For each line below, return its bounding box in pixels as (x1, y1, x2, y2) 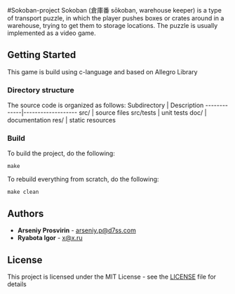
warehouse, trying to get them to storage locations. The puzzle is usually (7, 22, 218, 29)
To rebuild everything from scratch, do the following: (7, 175, 159, 183)
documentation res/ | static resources (7, 116, 116, 125)
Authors (7, 207, 44, 219)
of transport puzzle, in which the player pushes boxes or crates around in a (7, 14, 224, 22)
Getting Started (7, 49, 76, 61)
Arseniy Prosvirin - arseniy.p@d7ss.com (17, 226, 137, 234)
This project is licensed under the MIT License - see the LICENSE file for (7, 272, 216, 281)
